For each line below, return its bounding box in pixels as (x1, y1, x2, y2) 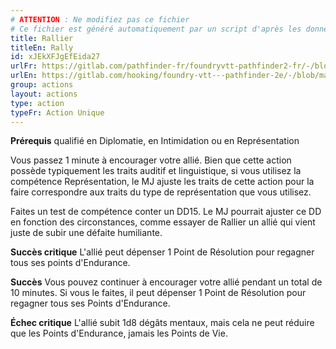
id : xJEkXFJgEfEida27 (10, 52, 101, 62)
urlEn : (10, 71, 38, 81)
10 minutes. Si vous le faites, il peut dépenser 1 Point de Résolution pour (10, 287, 307, 299)
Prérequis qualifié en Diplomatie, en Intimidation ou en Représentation (10, 135, 300, 147)
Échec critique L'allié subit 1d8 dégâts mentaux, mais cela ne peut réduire (10, 317, 315, 329)
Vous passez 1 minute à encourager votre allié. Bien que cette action (10, 154, 292, 166)
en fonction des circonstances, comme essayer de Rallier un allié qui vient (10, 216, 316, 228)
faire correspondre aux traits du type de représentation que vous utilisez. (10, 186, 312, 198)
